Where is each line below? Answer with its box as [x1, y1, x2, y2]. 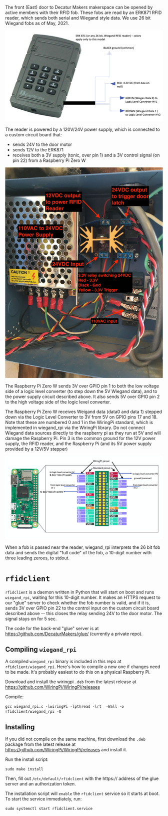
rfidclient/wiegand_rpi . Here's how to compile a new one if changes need [5, 664, 160, 670]
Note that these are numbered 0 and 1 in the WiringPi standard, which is [5, 420, 153, 426]
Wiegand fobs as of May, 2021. [5, 20, 69, 26]
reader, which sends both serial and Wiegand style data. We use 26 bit [5, 15, 151, 21]
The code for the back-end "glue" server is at [5, 625, 99, 631]
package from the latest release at [5, 741, 76, 747]
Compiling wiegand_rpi [5, 645, 76, 654]
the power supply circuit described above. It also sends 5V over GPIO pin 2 [5, 393, 160, 400]
